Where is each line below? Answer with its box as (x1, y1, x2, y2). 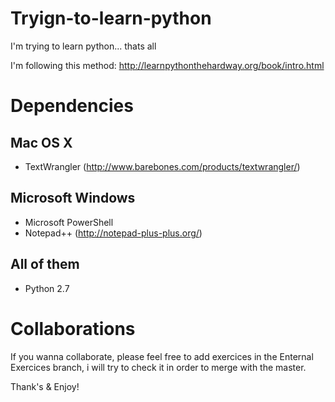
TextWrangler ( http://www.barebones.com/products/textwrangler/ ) (24, 160, 301, 172)
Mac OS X (10, 134, 73, 151)
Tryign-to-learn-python (10, 7, 212, 30)
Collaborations (10, 317, 136, 340)
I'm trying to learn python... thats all (10, 40, 157, 52)
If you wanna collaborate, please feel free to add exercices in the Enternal (10, 350, 314, 362)
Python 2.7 (24, 282, 70, 294)
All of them (10, 256, 80, 273)
